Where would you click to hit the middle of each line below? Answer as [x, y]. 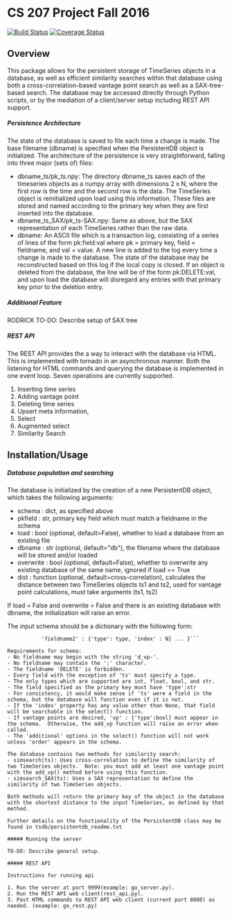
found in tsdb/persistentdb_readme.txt [65, 827]
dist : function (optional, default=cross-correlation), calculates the [111, 578]
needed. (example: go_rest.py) [52, 906]
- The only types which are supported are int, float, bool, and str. [111, 682]
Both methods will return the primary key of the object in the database [116, 797]
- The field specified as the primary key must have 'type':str [102, 688]
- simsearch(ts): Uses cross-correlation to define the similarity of [111, 761]
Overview [29, 54]
